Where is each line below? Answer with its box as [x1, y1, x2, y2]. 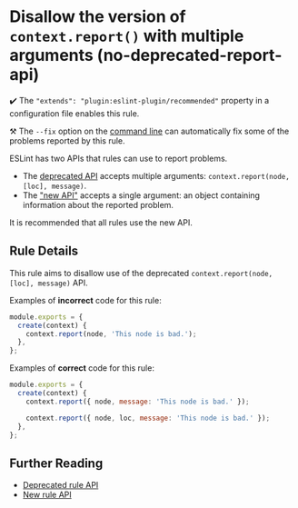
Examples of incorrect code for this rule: [9, 294, 162, 305]
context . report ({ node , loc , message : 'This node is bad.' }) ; [25, 413, 271, 423]
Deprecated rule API [22, 480, 99, 491]
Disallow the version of [9, 6, 186, 27]
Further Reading [9, 455, 104, 471]
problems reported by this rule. [9, 134, 125, 146]
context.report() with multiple [9, 25, 244, 46]
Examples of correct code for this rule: [9, 363, 154, 374]
